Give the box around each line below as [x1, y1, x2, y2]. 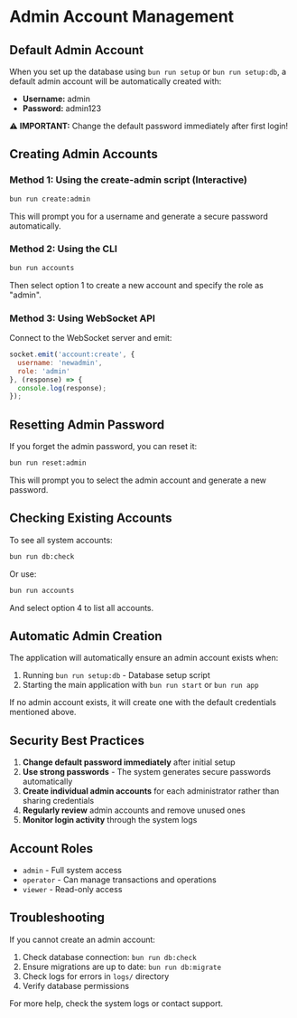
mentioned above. [9, 707, 77, 718]
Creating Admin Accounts [9, 146, 158, 162]
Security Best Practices [9, 732, 145, 748]
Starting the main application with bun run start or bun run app [22, 680, 259, 691]
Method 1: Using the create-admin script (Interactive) [9, 174, 248, 186]
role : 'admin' [17, 366, 70, 376]
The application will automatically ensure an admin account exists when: [9, 653, 279, 664]
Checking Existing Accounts [9, 511, 172, 526]
